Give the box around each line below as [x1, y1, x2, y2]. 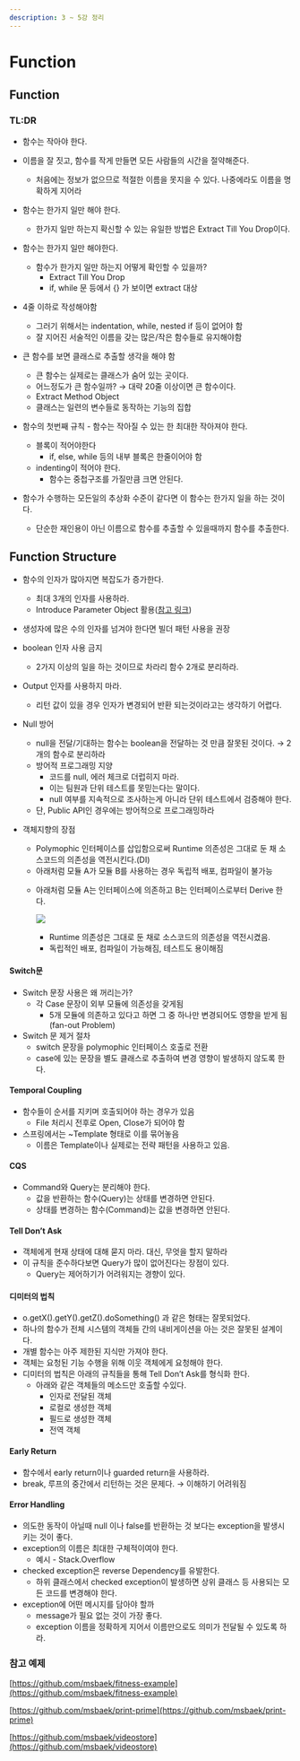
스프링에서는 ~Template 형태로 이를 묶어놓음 [21, 1128, 179, 1139]
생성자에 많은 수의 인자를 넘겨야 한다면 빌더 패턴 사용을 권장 [21, 623, 231, 634]
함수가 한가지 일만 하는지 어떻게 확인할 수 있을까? [35, 261, 208, 272]
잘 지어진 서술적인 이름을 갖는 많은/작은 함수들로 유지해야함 [35, 331, 243, 342]
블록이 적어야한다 [35, 440, 97, 450]
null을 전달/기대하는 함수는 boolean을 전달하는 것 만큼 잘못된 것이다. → [35, 737, 285, 749]
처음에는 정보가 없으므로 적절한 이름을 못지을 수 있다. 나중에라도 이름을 [35, 174, 282, 185]
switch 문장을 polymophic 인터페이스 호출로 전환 [35, 1042, 209, 1052]
